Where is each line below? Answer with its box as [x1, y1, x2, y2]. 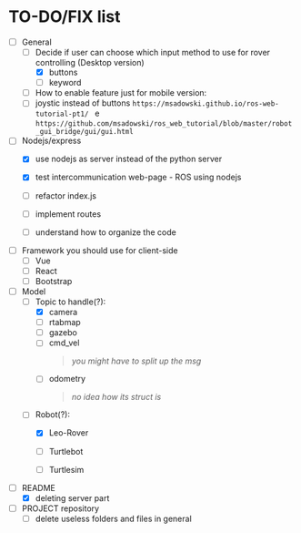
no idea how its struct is [71, 392, 162, 403]
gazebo [48, 327, 78, 338]
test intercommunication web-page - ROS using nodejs [35, 171, 242, 183]
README [21, 482, 56, 493]
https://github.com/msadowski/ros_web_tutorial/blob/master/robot [35, 119, 293, 128]
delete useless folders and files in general [35, 513, 192, 524]
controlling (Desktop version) [35, 57, 145, 68]
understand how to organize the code [35, 226, 176, 238]
